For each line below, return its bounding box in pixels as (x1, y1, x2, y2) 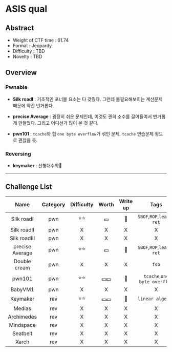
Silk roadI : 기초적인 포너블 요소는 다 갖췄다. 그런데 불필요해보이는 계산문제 (12, 96, 163, 102)
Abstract (5, 24, 34, 32)
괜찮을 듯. (18, 137, 38, 143)
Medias (13, 305, 32, 312)
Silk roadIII (9, 234, 35, 242)
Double (13, 258, 31, 265)
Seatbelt (12, 329, 33, 337)
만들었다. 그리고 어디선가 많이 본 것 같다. (18, 120, 99, 126)
